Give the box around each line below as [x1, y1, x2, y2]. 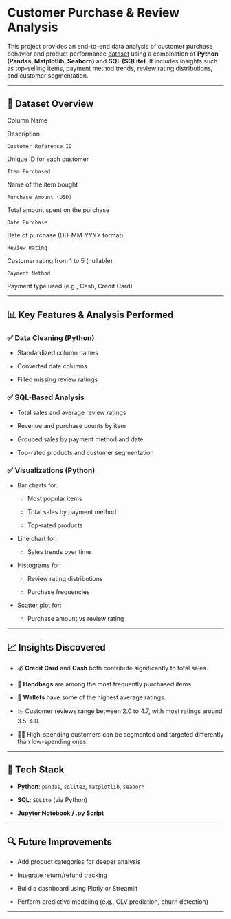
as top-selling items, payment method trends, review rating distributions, [7, 64, 213, 72]
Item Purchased [7, 168, 51, 175]
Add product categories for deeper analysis [16, 858, 141, 866]
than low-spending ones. [16, 737, 88, 746]
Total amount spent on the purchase [7, 205, 110, 214]
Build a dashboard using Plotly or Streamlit [16, 885, 138, 893]
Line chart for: [16, 535, 58, 543]
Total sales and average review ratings [16, 408, 126, 416]
